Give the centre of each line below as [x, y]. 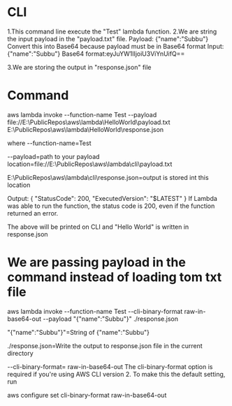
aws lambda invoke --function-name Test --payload [82, 114]
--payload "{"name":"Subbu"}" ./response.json [110, 319]
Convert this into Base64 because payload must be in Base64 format [107, 46]
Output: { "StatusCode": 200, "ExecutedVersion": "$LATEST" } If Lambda [113, 198]
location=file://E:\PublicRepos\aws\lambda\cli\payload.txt [90, 164]
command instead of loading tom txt [115, 277]
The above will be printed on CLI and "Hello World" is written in [98, 227]
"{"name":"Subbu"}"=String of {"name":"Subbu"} [79, 332]
